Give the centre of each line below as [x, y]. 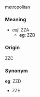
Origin [13, 48]
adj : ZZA [20, 30]
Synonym [16, 70]
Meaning [16, 19]
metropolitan [18, 7]
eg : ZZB [27, 35]
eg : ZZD [13, 81]
